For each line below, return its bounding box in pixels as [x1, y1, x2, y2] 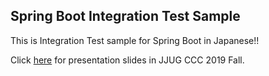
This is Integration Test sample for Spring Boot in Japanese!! [10, 34, 260, 46]
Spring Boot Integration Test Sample [10, 8, 241, 25]
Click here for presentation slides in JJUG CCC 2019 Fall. [10, 54, 245, 66]
